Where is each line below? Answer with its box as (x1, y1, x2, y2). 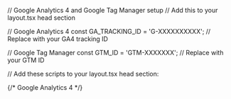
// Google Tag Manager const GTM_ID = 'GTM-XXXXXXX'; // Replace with (7, 49, 224, 57)
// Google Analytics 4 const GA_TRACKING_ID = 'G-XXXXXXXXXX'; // (7, 28, 211, 35)
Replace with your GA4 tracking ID (7, 35, 109, 43)
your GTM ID (7, 56, 45, 64)
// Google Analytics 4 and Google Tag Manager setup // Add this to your (7, 6, 218, 14)
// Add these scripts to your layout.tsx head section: (7, 70, 159, 78)
